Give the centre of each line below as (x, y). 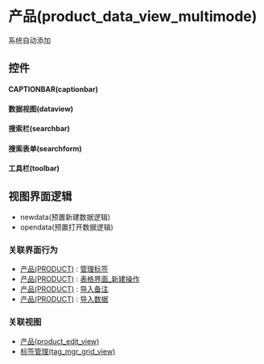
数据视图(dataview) (41, 109)
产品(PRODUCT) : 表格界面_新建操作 (80, 279)
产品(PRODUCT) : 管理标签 (64, 269)
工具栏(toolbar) (34, 168)
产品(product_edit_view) (60, 341)
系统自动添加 (29, 40)
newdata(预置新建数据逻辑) (65, 217)
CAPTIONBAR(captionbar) (53, 89)
